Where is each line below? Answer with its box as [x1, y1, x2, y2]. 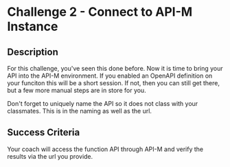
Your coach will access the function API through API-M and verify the [7, 145, 204, 153]
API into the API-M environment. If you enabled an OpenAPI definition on [7, 71, 213, 80]
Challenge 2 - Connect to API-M [7, 4, 193, 20]
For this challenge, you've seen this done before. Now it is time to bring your [7, 65, 223, 72]
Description [7, 46, 58, 58]
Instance [7, 19, 58, 34]
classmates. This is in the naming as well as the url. [7, 107, 152, 115]
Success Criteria [7, 126, 80, 138]
